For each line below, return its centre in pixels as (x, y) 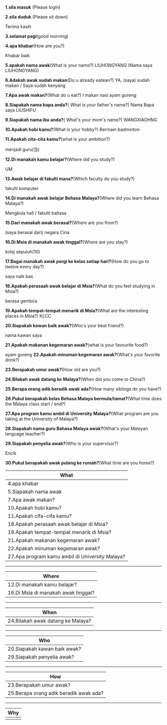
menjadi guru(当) (22, 149)
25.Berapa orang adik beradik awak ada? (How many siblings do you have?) (83, 389)
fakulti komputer (22, 188)
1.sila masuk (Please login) (33, 7)
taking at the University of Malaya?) (42, 419)
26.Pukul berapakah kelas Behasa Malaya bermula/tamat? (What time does (83, 398)
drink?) (12, 360)
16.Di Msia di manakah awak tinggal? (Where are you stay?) (67, 242)
